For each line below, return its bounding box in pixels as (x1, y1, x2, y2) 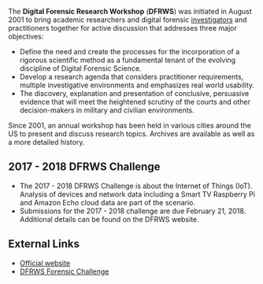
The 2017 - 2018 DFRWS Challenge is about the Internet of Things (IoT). (19, 181, 253, 190)
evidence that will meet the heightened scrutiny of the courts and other (19, 98, 250, 106)
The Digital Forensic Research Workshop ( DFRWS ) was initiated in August (8, 7, 252, 16)
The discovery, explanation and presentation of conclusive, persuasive (19, 89, 250, 98)
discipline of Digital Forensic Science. (19, 64, 142, 73)
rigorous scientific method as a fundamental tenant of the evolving (19, 55, 236, 65)
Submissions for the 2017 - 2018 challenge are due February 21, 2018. (19, 206, 246, 216)
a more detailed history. (8, 138, 85, 146)
